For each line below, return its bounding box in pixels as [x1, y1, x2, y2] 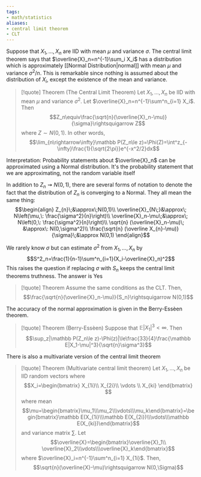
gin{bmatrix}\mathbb [27, 413, 79, 420]
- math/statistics [6, 14, 52, 20]
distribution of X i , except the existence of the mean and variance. [6, 76, 168, 84]
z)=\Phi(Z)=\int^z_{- [139, 138, 188, 146]
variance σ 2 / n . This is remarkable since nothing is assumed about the [6, 68, 178, 76]
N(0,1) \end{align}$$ [100, 232, 150, 239]
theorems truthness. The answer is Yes [6, 272, 103, 280]
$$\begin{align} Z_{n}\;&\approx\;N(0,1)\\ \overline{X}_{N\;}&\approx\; [14, 206, 187, 214]
